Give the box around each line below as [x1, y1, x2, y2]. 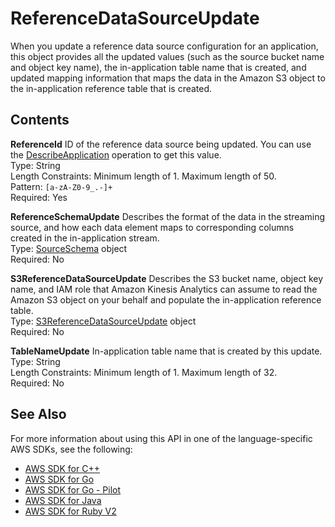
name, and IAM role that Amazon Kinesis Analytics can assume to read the [10, 283, 318, 295]
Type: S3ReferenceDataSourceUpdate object [10, 315, 197, 327]
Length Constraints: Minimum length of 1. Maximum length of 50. [10, 170, 277, 182]
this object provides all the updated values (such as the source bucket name [10, 50, 325, 62]
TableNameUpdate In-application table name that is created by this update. [10, 345, 323, 357]
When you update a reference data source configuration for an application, [10, 40, 319, 52]
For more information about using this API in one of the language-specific [10, 432, 313, 444]
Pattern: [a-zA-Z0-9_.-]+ [10, 180, 113, 192]
